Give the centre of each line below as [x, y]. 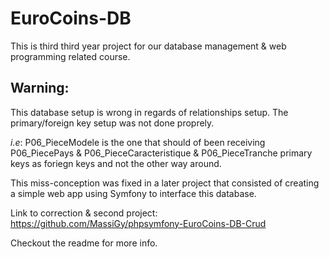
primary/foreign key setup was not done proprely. [112, 123]
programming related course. [70, 56]
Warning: [40, 88]
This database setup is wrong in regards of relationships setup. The [149, 112]
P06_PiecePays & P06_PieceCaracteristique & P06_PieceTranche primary [161, 153]
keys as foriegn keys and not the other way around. [116, 163]
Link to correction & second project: [84, 213]
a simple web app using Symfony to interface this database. [133, 193]
